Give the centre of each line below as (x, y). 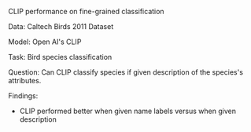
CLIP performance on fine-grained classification (86, 11)
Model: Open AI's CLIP (45, 42)
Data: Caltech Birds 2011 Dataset (61, 26)
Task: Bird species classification (60, 57)
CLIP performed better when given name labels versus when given (127, 111)
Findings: (23, 96)
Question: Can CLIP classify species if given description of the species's (126, 72)
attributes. (25, 81)
